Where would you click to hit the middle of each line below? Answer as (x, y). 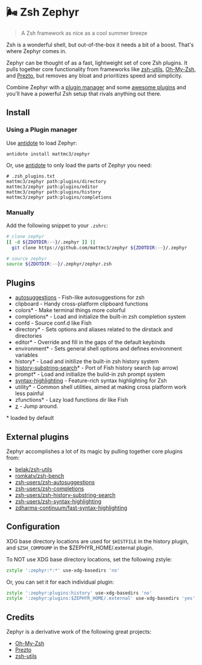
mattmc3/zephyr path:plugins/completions (59, 197)
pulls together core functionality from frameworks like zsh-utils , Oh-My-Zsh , (101, 69)
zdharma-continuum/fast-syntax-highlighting (71, 508)
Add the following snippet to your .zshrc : (57, 225)
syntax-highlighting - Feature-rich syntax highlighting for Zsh (91, 381)
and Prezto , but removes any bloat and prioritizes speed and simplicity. (94, 75)
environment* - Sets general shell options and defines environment (98, 349)
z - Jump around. (36, 406)
